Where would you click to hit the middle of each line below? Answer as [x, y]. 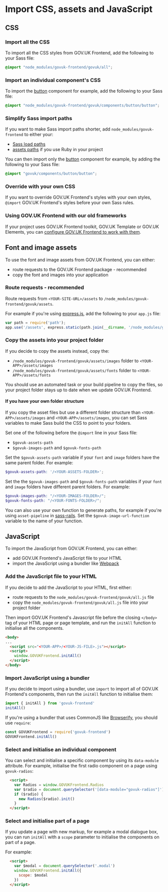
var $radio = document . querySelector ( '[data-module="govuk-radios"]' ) [89, 789]
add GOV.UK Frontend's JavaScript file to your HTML [67, 558]
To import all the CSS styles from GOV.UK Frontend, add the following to [79, 53]
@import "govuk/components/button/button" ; [51, 174]
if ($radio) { [29, 794]
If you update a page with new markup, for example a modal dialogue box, [82, 832]
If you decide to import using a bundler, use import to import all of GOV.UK [82, 689]
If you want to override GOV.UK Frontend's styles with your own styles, [78, 197]
